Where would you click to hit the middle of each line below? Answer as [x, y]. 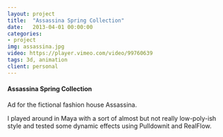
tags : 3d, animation [38, 60]
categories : [25, 34]
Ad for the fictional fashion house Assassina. [72, 105]
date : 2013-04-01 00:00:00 [50, 27]
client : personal [33, 66]
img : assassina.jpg [36, 47]
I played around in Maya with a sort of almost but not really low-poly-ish [112, 118]
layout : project [31, 14]
